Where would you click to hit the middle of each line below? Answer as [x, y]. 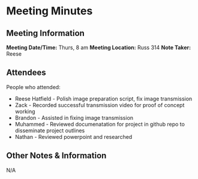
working [25, 111]
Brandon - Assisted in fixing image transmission [74, 117]
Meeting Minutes [49, 11]
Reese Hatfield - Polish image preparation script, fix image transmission [103, 98]
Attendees [26, 73]
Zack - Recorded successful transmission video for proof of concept [100, 105]
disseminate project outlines [50, 131]
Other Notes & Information [56, 156]
